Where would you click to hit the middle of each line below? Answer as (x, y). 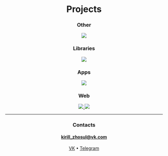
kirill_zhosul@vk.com (84, 137)
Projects (84, 9)
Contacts (84, 125)
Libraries (84, 49)
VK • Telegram (84, 148)
